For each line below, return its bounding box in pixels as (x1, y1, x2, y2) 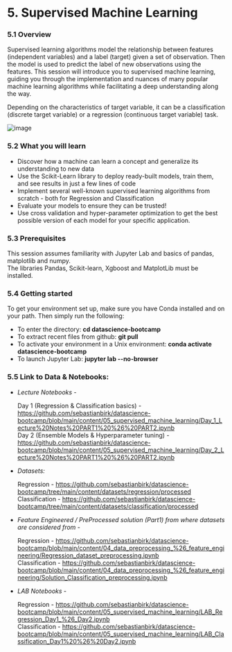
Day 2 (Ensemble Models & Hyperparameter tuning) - (17, 431, 170, 439)
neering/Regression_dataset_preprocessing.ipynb (17, 551, 159, 560)
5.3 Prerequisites (7, 233, 66, 243)
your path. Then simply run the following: (7, 312, 125, 320)
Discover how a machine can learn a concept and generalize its (17, 157, 199, 165)
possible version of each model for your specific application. (17, 216, 190, 224)
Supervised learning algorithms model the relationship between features (7, 45, 213, 53)
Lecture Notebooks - (17, 387, 78, 396)
